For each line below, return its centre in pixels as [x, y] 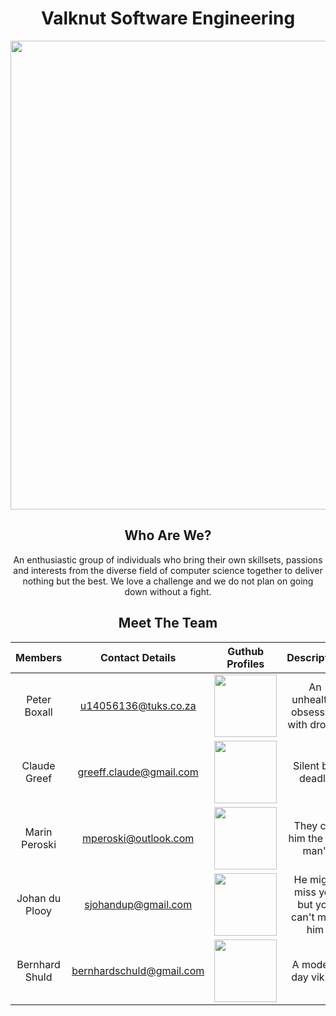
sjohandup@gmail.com [138, 904]
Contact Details [138, 657]
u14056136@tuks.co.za [138, 705]
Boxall [38, 712]
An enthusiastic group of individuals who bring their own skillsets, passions [168, 559]
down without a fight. [168, 591]
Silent [306, 765]
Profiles [245, 664]
